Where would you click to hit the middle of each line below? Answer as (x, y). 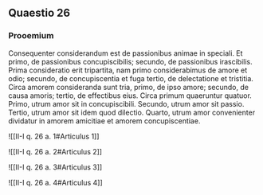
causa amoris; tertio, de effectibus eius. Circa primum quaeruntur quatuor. (130, 96)
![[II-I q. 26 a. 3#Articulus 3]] (55, 167)
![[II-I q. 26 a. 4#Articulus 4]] (55, 182)
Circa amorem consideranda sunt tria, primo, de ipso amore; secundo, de (129, 87)
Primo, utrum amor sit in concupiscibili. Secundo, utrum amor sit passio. (126, 103)
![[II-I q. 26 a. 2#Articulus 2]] (55, 151)
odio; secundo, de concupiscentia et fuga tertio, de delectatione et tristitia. (131, 78)
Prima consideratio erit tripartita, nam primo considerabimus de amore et (128, 70)
